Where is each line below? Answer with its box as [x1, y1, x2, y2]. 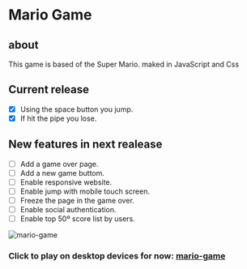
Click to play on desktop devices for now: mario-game [8, 250, 226, 262]
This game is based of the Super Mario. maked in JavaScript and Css [8, 59, 240, 69]
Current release [8, 83, 90, 96]
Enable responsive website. [19, 177, 113, 187]
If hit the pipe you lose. [19, 113, 97, 123]
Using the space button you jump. [19, 104, 134, 114]
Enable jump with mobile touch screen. [19, 186, 150, 196]
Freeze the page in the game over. [19, 196, 135, 205]
